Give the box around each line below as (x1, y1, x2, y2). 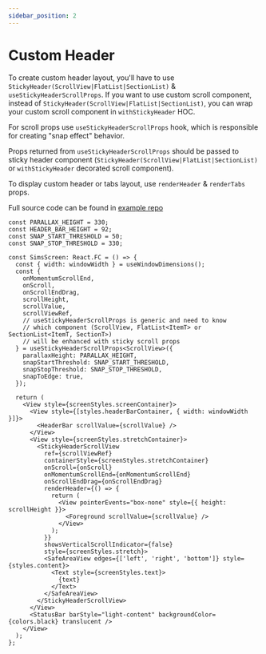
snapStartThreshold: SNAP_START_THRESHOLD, (22, 358, 170, 367)
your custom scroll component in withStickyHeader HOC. (8, 106, 196, 116)
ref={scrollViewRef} (43, 449, 113, 457)
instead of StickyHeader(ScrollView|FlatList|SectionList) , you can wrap (8, 98, 253, 108)
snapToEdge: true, (22, 372, 84, 380)
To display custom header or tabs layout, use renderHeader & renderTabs (8, 179, 246, 188)
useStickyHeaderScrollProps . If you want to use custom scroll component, (8, 90, 252, 99)
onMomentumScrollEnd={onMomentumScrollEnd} (43, 470, 192, 479)
